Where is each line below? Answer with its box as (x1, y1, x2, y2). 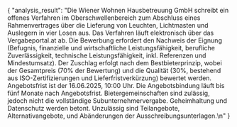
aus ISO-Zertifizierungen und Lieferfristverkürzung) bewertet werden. (7, 74, 211, 82)
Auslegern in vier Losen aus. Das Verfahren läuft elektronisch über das (7, 28, 214, 37)
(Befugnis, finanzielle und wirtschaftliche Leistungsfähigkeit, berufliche (7, 44, 215, 52)
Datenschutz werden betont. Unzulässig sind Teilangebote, (7, 104, 180, 112)
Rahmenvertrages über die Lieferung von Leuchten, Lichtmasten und (7, 21, 209, 29)
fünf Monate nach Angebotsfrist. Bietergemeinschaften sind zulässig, (7, 89, 211, 97)
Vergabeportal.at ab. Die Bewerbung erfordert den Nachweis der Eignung (7, 36, 222, 45)
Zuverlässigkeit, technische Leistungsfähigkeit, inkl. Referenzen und (7, 51, 206, 60)
